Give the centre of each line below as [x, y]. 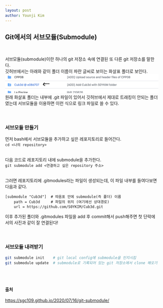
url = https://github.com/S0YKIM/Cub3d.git [59, 207]
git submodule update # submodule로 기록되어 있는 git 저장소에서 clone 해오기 [81, 263]
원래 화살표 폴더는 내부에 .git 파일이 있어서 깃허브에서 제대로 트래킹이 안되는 [77, 97]
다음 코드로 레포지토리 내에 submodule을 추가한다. [53, 160]
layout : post [18, 10]
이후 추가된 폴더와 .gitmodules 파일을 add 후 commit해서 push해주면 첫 [74, 217]
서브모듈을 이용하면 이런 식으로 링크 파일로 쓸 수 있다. [68, 103]
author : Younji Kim [25, 15]
